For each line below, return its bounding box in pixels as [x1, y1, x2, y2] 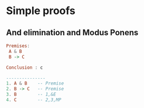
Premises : [6, 43, 30, 49]
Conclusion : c [6, 65, 43, 70]
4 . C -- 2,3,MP [6, 97, 61, 103]
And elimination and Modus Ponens [6, 28, 139, 38]
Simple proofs [6, 4, 76, 18]
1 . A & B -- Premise [6, 80, 64, 86]
